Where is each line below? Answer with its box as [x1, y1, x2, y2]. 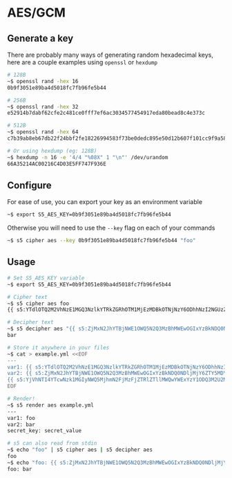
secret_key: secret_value [7, 428, 81, 434]
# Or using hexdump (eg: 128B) [7, 147, 97, 154]
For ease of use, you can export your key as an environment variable [7, 198, 202, 206]
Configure [7, 179, 52, 191]
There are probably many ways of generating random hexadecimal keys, [7, 50, 214, 59]
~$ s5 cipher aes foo [7, 300, 70, 307]
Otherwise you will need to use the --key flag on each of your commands [7, 223, 215, 232]
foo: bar [7, 466, 32, 472]
